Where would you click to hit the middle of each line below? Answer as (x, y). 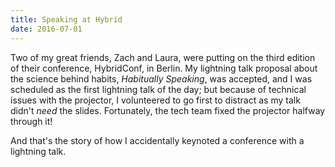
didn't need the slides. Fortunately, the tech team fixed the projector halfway (168, 110)
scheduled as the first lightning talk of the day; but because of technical (158, 89)
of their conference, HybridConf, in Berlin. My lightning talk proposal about (164, 68)
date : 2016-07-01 (46, 29)
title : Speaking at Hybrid (66, 19)
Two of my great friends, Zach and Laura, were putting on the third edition (163, 57)
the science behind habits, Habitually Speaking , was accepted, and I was (161, 78)
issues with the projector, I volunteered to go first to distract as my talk (155, 100)
